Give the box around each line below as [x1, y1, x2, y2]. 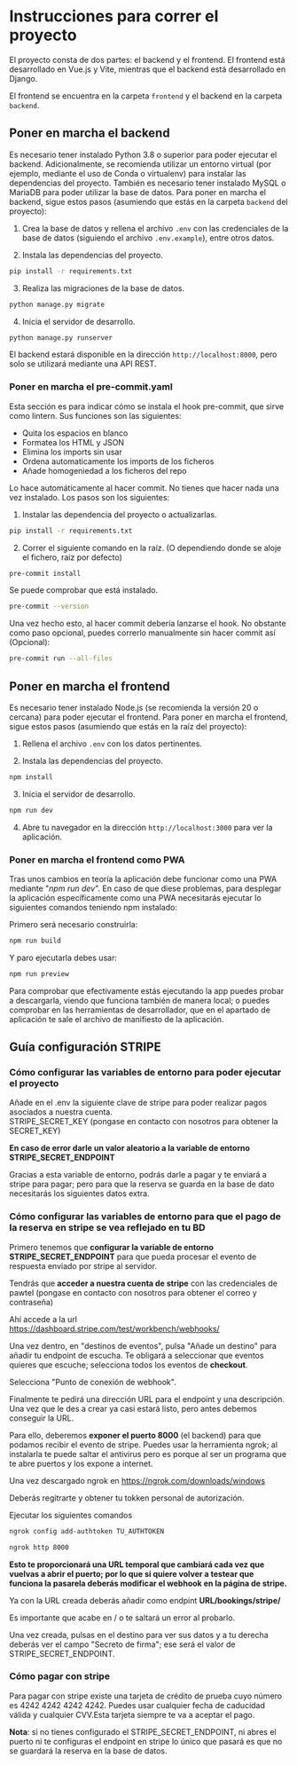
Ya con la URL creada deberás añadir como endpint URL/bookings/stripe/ [9, 1595, 281, 1605]
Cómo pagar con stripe [9, 1670, 111, 1682]
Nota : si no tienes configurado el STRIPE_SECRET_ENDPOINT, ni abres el [9, 1726, 277, 1737]
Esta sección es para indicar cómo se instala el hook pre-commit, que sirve [9, 401, 285, 412]
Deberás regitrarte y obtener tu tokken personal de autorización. [9, 1493, 245, 1503]
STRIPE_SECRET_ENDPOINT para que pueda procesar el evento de [9, 1251, 257, 1262]
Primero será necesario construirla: [9, 919, 138, 930]
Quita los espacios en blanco [21, 428, 129, 438]
